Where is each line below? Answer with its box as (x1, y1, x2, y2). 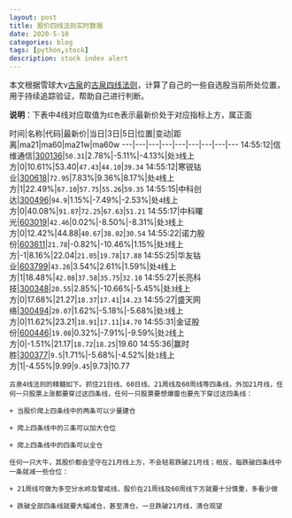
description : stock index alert (9, 54, 128, 63)
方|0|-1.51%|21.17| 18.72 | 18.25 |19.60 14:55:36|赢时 (9, 338, 190, 349)
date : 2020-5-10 (9, 29, 69, 38)
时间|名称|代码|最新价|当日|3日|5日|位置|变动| (9, 128, 174, 138)
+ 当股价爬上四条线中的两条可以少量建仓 (9, 406, 136, 415)
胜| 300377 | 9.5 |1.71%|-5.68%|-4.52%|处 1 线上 (9, 350, 175, 360)
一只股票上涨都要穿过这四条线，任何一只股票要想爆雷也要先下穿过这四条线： (15, 390, 253, 398)
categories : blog (9, 37, 73, 47)
